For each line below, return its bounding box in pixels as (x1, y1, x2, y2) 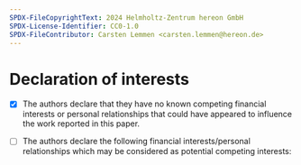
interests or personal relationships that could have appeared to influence (22, 109, 293, 120)
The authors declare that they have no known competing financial (22, 98, 267, 109)
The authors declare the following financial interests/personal (22, 136, 251, 147)
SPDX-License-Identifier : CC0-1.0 (9, 22, 140, 31)
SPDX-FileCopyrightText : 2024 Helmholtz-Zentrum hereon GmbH (9, 13, 244, 23)
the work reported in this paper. (22, 118, 141, 129)
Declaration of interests (9, 69, 190, 89)
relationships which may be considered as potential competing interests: (22, 146, 292, 157)
